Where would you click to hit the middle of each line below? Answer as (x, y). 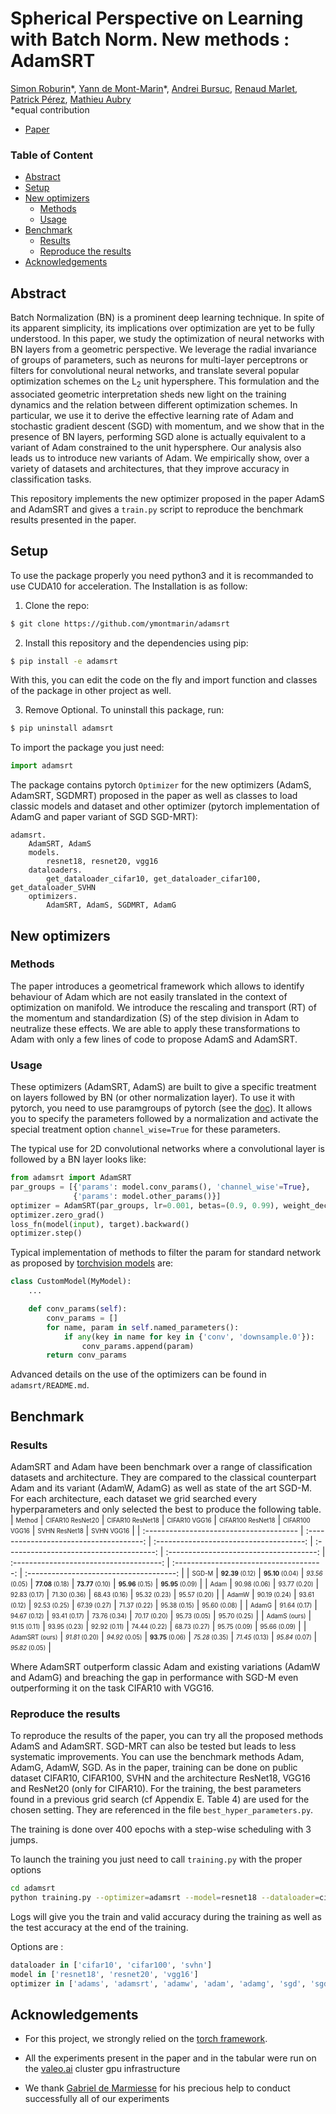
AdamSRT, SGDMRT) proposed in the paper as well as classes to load (154, 796)
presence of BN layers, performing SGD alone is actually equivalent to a (158, 436)
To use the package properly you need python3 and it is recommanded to (162, 575)
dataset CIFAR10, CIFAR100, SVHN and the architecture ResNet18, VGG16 (160, 1778)
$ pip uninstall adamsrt (62, 728)
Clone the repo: (57, 605)
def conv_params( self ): (78, 1309)
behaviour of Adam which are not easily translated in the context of (149, 996)
